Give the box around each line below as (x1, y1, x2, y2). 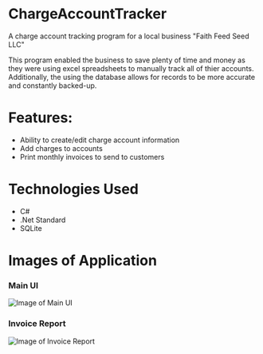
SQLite (19, 223, 42, 233)
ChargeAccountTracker (8, 5, 167, 23)
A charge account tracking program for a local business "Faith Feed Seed (8, 31, 249, 41)
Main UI (8, 280, 38, 291)
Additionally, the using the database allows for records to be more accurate (8, 72, 256, 82)
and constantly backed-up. (8, 81, 97, 90)
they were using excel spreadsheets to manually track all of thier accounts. (8, 63, 254, 73)
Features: (8, 109, 73, 127)
